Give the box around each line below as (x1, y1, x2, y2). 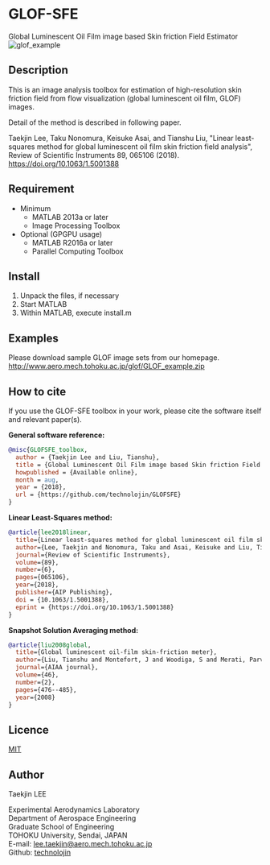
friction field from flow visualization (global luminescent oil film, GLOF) (8, 93, 241, 103)
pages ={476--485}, (15, 685, 78, 693)
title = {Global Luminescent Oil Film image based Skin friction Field (15, 461, 261, 469)
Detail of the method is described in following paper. (8, 118, 182, 127)
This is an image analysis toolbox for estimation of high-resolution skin (8, 85, 243, 94)
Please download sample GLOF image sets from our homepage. (8, 353, 219, 362)
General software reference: (8, 430, 105, 440)
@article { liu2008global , (8, 641, 92, 649)
